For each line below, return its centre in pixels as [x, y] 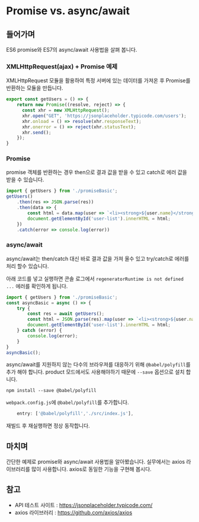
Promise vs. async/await [68, 11]
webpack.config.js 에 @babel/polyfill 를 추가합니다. [68, 403]
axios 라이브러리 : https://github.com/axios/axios [73, 512]
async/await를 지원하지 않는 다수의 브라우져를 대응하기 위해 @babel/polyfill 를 [98, 365]
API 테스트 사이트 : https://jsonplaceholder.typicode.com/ [84, 505]
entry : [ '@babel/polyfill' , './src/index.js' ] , [75, 414]
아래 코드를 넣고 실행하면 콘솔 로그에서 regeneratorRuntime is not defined [95, 279]
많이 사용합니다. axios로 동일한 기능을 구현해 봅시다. [92, 469]
